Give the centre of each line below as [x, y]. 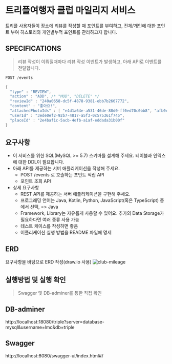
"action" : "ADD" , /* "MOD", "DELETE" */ [55, 96]
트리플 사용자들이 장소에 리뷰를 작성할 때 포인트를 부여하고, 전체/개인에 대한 [81, 26]
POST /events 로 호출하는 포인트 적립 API [62, 175]
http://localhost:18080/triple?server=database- [55, 321]
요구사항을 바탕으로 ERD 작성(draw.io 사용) [48, 262]
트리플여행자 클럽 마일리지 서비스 [70, 11]
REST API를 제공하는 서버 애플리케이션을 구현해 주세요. [75, 194]
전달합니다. [29, 68]
